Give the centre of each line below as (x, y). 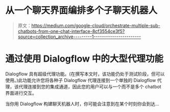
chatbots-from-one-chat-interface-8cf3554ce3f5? (71, 31)
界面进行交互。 (21, 93)
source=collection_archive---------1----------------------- (79, 37)
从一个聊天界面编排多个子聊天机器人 (81, 10)
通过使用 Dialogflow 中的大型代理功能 (84, 59)
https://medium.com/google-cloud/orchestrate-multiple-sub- (96, 25)
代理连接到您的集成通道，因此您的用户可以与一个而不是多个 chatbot (90, 87)
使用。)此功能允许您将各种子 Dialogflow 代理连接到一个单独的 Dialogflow (81, 80)
